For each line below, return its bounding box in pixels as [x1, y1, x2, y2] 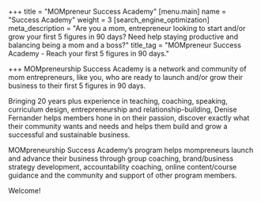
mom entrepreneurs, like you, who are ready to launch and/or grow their [8, 73, 244, 82]
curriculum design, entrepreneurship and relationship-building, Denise [8, 105, 237, 114]
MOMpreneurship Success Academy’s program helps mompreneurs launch [8, 146, 254, 154]
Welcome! [8, 186, 41, 195]
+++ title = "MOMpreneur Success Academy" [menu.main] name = [8, 7, 227, 16]
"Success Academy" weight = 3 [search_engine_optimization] [8, 15, 210, 25]
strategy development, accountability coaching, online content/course [8, 162, 237, 171]
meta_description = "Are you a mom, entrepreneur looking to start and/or [8, 24, 246, 32]
